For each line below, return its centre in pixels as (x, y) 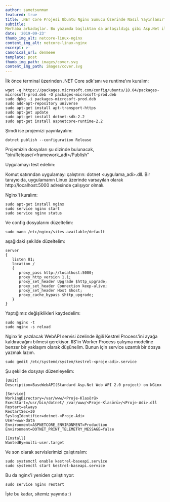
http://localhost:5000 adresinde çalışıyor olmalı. (55, 185)
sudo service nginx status (34, 213)
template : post (21, 57)
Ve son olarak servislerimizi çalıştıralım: (46, 452)
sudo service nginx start (32, 209)
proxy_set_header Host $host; (50, 291)
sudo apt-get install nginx (35, 204)
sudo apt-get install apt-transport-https (51, 108)
